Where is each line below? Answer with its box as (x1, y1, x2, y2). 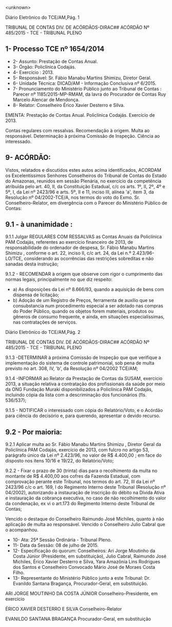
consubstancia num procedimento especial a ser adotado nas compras (12, 303, 163, 309)
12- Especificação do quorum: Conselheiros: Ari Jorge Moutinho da (12, 548, 156, 554)
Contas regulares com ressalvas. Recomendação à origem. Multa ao (5, 127, 150, 133)
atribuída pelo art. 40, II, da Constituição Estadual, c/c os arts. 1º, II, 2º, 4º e (5, 183, 165, 189)
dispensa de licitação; (12, 292, 60, 298)
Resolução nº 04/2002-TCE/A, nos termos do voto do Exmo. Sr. (5, 194, 140, 200)
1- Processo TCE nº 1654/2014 (5, 45, 105, 53)
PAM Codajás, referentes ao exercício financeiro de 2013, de (5, 239, 133, 245)
